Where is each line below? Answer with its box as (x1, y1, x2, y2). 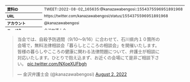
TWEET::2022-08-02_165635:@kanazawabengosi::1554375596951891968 (44, 6, 183, 12)
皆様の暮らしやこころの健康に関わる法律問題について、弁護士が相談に (17, 49, 160, 55)
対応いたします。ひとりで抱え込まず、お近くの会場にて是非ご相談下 (17, 55, 155, 60)
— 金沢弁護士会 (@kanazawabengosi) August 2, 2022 (17, 71, 127, 77)
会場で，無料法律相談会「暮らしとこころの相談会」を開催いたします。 (17, 43, 159, 48)
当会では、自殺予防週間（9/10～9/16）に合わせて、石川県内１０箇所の (17, 36, 160, 42)
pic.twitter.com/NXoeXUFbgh (27, 61, 87, 67)
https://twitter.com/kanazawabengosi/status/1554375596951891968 (44, 13, 168, 19)
